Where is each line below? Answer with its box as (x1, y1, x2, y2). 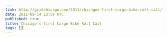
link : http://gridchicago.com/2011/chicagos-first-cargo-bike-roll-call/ (5, 7, 163, 12)
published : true (5, 16, 39, 21)
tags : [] (5, 26, 24, 31)
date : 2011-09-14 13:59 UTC (5, 12, 64, 17)
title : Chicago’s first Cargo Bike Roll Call (5, 21, 102, 26)
